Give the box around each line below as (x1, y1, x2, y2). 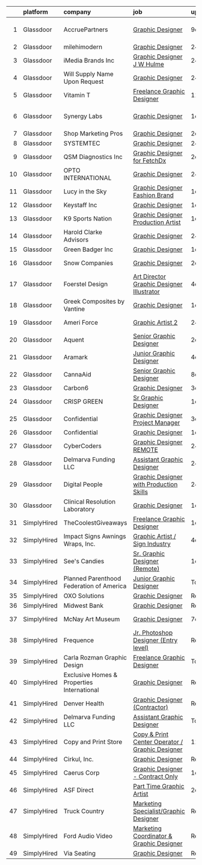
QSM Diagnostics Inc (63, 153, 123, 161)
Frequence (63, 636, 94, 644)
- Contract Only (133, 772, 179, 781)
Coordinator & (133, 832, 173, 840)
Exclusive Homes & (63, 671, 118, 679)
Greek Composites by (63, 298, 125, 305)
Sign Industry (133, 540, 171, 548)
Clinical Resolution (63, 498, 116, 505)
